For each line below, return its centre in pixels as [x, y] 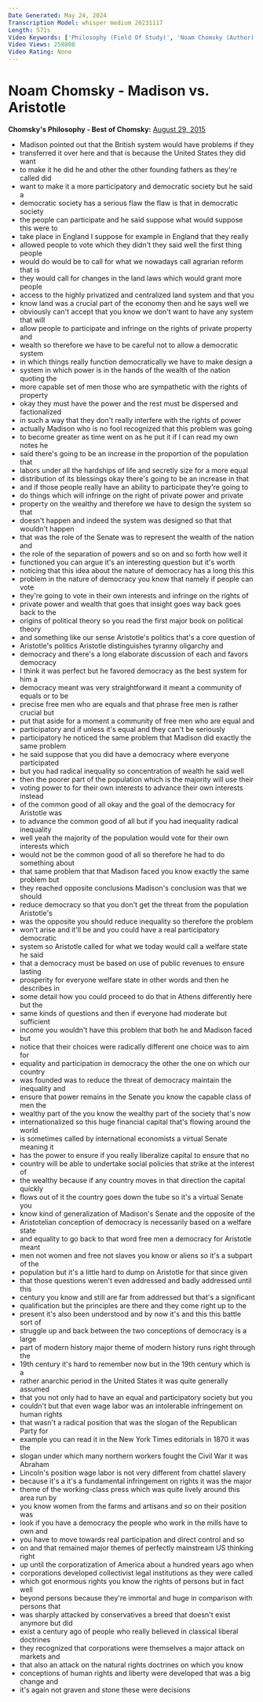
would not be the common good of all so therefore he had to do [122, 855]
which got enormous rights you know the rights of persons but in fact [132, 1581]
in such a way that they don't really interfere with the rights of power [130, 420]
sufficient [35, 1021]
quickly [31, 1189]
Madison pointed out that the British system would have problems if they [137, 144]
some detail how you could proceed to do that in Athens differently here [136, 996]
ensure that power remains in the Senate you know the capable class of [135, 1097]
